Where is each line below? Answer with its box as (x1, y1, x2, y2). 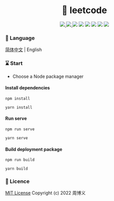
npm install (5, 96, 30, 101)
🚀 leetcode (62, 5, 107, 16)
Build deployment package (5, 146, 63, 152)
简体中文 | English (5, 46, 42, 53)
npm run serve (5, 126, 35, 132)
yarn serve (5, 135, 28, 140)
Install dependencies (5, 85, 50, 91)
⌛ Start (5, 60, 23, 67)
